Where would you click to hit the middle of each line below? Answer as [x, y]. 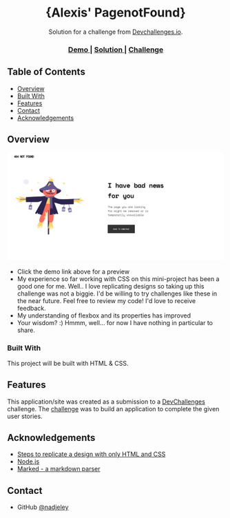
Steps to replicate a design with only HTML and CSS [91, 454]
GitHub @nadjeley [43, 507]
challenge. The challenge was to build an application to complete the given [113, 408]
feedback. [31, 309]
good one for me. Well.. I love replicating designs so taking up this [111, 287]
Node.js [28, 462]
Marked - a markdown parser [59, 469]
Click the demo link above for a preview [73, 272]
